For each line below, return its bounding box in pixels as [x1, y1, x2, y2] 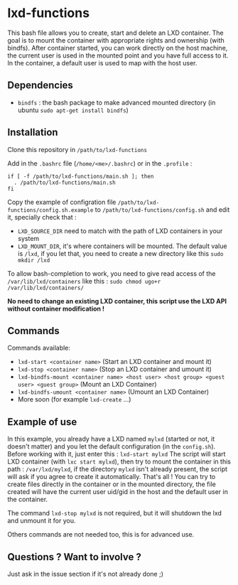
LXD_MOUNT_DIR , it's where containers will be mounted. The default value [17, 242, 227, 250]
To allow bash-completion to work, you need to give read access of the [7, 269, 216, 278]
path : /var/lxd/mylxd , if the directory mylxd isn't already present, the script [7, 465, 228, 473]
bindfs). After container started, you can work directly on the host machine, [7, 43, 228, 52]
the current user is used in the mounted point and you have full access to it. [7, 51, 229, 60]
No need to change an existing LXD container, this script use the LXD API [7, 296, 227, 305]
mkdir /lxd [17, 257, 50, 264]
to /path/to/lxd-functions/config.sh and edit [94, 205, 230, 214]
